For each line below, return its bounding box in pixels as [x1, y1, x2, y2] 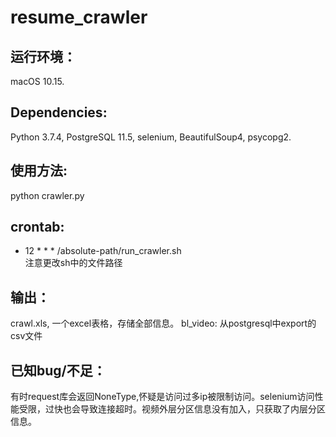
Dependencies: [10, 104, 108, 121]
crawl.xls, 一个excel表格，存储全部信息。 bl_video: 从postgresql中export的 [10, 317, 317, 330]
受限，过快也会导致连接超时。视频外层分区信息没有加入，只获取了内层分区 [18, 403, 326, 415]
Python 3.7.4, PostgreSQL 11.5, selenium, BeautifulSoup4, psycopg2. [10, 131, 292, 143]
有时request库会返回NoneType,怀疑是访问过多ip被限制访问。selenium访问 [10, 391, 315, 403]
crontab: [10, 219, 65, 236]
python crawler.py [10, 189, 85, 201]
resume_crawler [10, 6, 148, 29]
